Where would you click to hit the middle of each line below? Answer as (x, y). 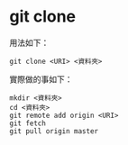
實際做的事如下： (41, 79)
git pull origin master (54, 131)
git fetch (28, 123)
